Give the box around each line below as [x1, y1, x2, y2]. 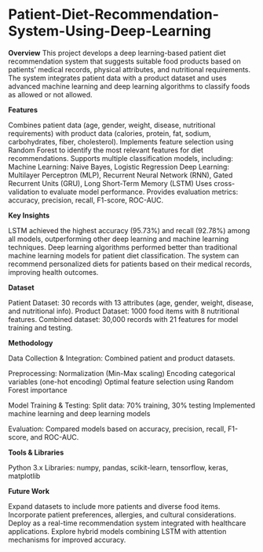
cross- [214, 178, 236, 188]
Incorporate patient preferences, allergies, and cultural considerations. [8, 510, 237, 519]
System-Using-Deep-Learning [8, 22, 212, 40]
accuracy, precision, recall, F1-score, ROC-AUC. [8, 195, 164, 205]
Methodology [8, 338, 53, 347]
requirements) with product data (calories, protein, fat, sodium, [8, 128, 212, 138]
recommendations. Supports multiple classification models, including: [8, 153, 234, 163]
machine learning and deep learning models [8, 408, 151, 418]
